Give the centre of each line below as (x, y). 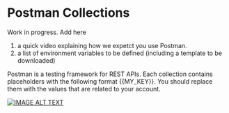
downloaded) (36, 60)
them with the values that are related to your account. (84, 89)
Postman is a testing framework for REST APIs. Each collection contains (110, 74)
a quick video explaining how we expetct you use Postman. (102, 45)
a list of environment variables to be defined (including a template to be (120, 53)
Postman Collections (69, 13)
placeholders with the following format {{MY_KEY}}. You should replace (110, 81)
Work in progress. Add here (47, 32)
